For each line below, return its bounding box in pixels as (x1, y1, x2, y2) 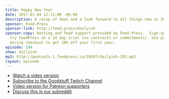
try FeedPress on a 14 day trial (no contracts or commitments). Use (10, 36, 158, 41)
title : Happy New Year (5, 7, 53, 13)
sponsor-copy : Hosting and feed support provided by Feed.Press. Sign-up (5, 31, 165, 36)
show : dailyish (5, 49, 37, 54)
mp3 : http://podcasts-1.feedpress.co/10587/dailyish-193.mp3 (5, 54, 136, 59)
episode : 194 (5, 45, 33, 50)
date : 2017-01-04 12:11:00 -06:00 (5, 12, 78, 17)
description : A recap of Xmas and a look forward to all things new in (5, 17, 158, 22)
